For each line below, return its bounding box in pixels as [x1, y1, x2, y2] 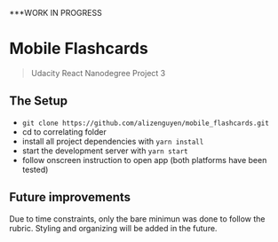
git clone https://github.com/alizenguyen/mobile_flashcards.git [21, 119, 269, 128]
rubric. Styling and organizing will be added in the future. [9, 222, 218, 233]
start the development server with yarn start [21, 145, 188, 156]
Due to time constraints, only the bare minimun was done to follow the [9, 213, 266, 224]
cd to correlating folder [21, 126, 107, 137]
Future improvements [9, 190, 131, 205]
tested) [21, 164, 49, 175]
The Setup [9, 93, 68, 109]
